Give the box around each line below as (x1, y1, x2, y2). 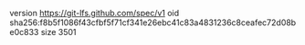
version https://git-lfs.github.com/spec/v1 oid (9, 8, 180, 18)
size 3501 (40, 27, 77, 37)
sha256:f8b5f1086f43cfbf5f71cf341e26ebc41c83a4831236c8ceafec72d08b (9, 17, 297, 28)
